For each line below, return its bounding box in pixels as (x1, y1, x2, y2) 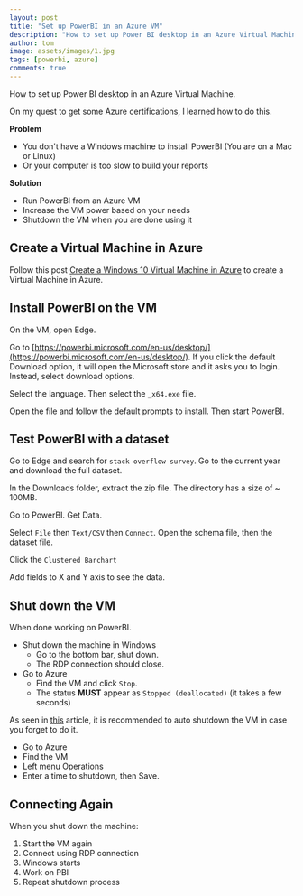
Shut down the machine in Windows (22, 639, 156, 650)
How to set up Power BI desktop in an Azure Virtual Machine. (9, 88, 236, 99)
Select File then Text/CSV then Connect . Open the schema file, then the (9, 527, 273, 538)
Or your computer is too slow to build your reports (22, 160, 209, 171)
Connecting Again (9, 797, 114, 812)
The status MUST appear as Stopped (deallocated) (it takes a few (35, 687, 282, 698)
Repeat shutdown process (22, 876, 120, 887)
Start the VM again (22, 837, 93, 849)
